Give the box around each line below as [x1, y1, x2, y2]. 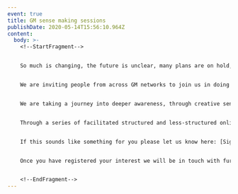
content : [7, 30, 33, 38]
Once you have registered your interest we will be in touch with [20, 157, 220, 164]
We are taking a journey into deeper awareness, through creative [20, 100, 220, 107]
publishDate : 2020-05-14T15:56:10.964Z [7, 23, 125, 30]
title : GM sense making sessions [7, 17, 106, 24]
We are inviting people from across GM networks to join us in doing [20, 81, 230, 89]
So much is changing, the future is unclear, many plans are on [20, 62, 214, 69]
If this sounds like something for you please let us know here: [20, 138, 217, 145]
